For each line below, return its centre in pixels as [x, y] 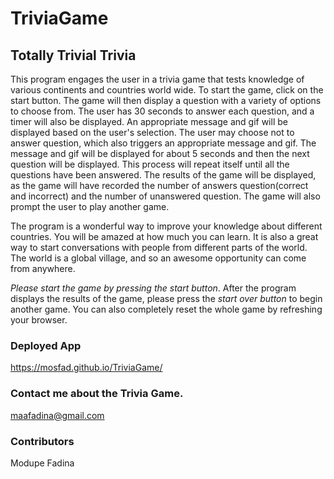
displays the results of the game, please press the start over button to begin [166, 298]
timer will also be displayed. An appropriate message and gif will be [149, 121]
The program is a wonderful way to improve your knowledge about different [166, 226]
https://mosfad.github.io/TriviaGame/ [86, 368]
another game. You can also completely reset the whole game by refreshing [166, 309]
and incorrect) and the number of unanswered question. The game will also [165, 196]
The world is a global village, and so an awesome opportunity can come [158, 258]
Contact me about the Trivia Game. [97, 394]
